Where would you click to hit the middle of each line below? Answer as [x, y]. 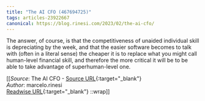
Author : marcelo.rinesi [34, 85]
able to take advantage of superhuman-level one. [69, 67]
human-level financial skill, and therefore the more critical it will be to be [97, 60]
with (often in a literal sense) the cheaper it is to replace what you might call [102, 54]
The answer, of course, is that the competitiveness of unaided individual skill [103, 41]
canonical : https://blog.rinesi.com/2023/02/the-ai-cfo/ [80, 23]
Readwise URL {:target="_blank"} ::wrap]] [58, 92]
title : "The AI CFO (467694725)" [49, 12]
